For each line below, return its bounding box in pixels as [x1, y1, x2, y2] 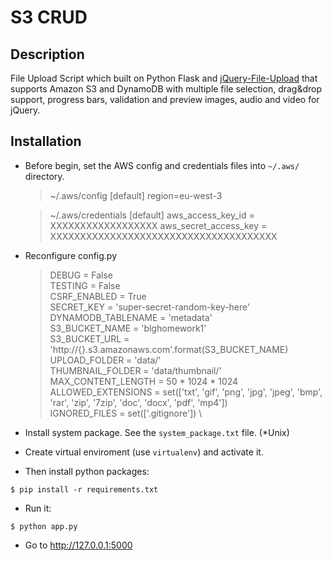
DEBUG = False [49, 269, 113, 281]
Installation [10, 133, 82, 150]
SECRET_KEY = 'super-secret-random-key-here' [49, 301, 251, 313]
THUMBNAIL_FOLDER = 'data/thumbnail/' [49, 364, 222, 376]
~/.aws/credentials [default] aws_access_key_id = [49, 209, 255, 221]
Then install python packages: [24, 465, 150, 477]
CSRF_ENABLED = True [49, 290, 147, 302]
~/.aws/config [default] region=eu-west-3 [49, 189, 223, 201]
